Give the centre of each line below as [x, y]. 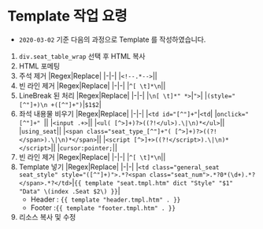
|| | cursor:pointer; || [84, 147]
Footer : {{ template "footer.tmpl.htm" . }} [103, 207]
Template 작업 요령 [67, 16]
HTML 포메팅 [39, 66]
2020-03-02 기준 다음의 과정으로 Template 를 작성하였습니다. [112, 39]
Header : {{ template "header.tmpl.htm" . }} [106, 199]
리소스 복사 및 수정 [47, 216]
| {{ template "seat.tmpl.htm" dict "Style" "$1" [152, 183]
